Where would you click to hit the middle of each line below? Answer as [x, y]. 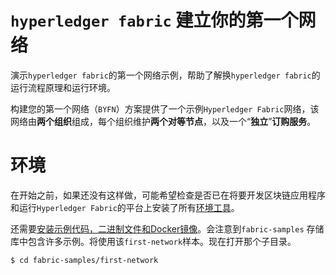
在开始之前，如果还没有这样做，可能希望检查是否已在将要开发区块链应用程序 [168, 195]
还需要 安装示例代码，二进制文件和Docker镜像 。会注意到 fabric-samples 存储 [167, 228]
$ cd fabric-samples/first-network [84, 260]
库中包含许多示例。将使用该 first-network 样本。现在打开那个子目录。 [153, 241]
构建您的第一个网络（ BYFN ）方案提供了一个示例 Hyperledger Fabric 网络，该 [165, 108]
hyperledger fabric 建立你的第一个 [154, 20]
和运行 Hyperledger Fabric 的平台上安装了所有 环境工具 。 [125, 207]
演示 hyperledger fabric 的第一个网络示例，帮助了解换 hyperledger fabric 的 [165, 75]
